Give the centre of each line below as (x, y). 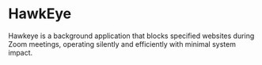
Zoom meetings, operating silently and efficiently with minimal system (122, 44)
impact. (21, 52)
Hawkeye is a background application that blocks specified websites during (131, 36)
